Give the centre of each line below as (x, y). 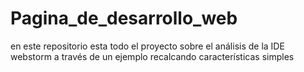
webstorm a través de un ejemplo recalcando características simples (152, 56)
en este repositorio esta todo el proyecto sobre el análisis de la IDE (147, 46)
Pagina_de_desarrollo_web (124, 18)
